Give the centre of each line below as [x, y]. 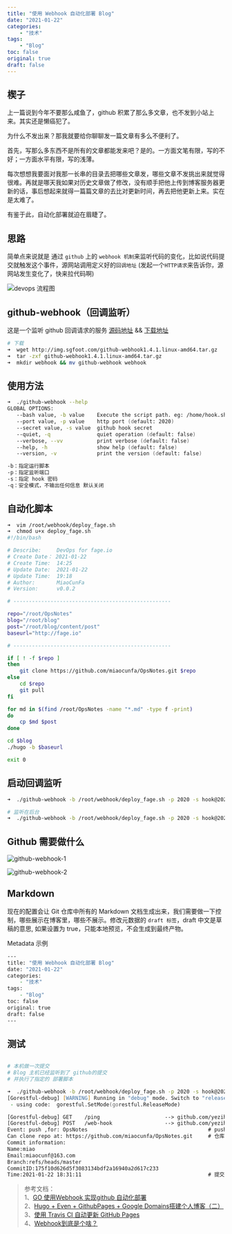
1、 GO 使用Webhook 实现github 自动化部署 [85, 1197]
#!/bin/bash [24, 538]
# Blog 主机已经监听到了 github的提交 [57, 1073]
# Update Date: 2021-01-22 [48, 570]
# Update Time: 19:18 [40, 576]
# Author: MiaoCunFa [46, 582]
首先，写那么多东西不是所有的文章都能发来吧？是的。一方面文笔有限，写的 [113, 151]
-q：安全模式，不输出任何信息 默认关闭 [56, 485]
